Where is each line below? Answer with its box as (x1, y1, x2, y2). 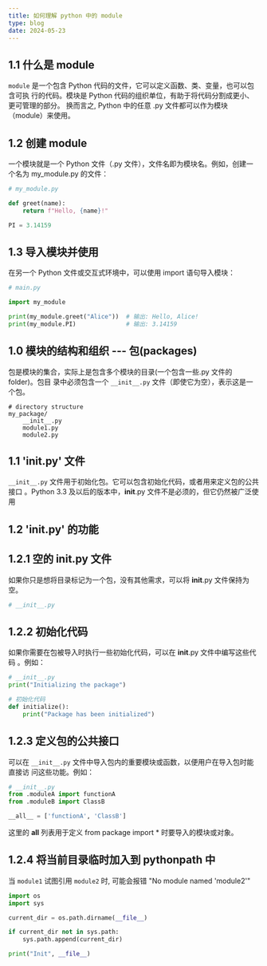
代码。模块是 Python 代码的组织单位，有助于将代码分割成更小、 (45, 91, 254, 101)
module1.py (22, 424, 59, 432)
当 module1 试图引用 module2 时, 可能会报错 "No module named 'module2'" (8, 876, 251, 885)
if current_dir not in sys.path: (8, 928, 120, 936)
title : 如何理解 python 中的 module (8, 11, 123, 20)
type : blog (8, 19, 45, 27)
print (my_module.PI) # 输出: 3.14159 (8, 320, 178, 328)
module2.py (22, 430, 59, 439)
